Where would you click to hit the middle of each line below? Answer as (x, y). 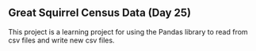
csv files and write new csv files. (61, 40)
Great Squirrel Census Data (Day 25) (100, 13)
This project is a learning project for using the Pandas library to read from (128, 31)
